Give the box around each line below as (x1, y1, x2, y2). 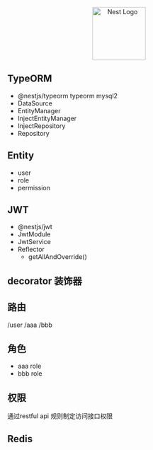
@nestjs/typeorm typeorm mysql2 (17, 91, 118, 100)
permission (17, 183, 51, 192)
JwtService (17, 238, 51, 246)
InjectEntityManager (17, 114, 77, 122)
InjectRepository (17, 121, 66, 130)
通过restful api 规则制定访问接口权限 (7, 412, 113, 420)
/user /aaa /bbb (7, 321, 53, 329)
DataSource (17, 99, 53, 108)
